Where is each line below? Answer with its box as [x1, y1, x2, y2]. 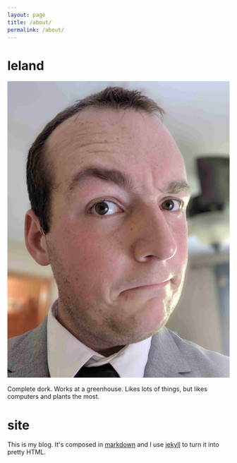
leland [7, 57, 44, 73]
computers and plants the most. [7, 392, 100, 401]
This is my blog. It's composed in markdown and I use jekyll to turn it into [7, 440, 220, 449]
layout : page [7, 11, 46, 18]
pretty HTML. [7, 448, 47, 457]
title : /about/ [7, 18, 52, 26]
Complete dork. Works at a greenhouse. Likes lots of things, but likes [7, 385, 208, 393]
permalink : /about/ [7, 26, 65, 33]
